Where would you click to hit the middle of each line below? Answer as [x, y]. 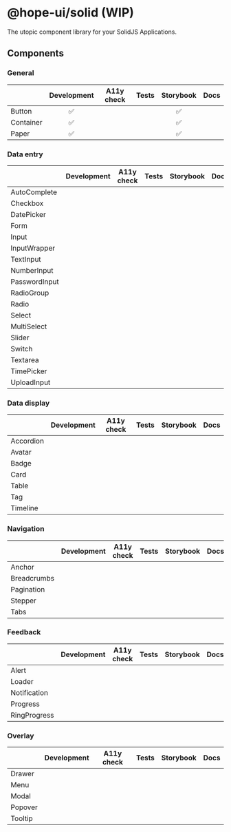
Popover [24, 807]
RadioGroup [30, 293]
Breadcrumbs [33, 578]
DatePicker [28, 214]
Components [35, 53]
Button [21, 111]
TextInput [26, 259]
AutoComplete [34, 192]
